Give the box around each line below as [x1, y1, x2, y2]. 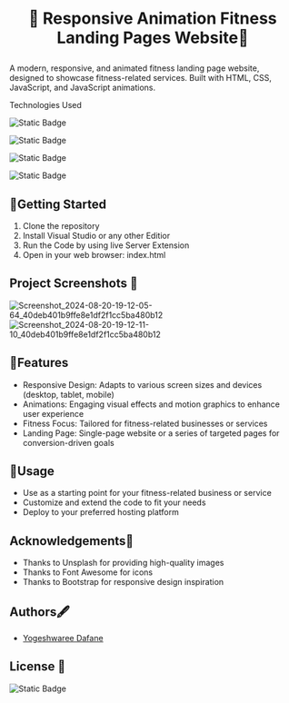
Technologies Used [9, 100, 82, 111]
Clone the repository [22, 221, 100, 231]
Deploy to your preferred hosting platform [22, 507, 179, 518]
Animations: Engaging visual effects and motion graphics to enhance [22, 399, 280, 410]
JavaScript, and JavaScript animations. [9, 82, 156, 94]
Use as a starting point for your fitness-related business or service [22, 488, 273, 499]
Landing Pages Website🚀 [56, 27, 249, 48]
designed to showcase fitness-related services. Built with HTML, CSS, [9, 73, 273, 84]
